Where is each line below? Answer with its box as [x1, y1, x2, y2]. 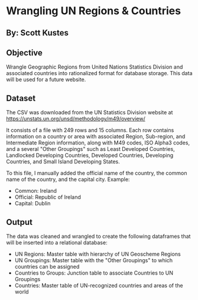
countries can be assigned [14, 263, 80, 270]
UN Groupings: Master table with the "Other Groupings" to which [14, 257, 173, 264]
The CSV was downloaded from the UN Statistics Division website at [6, 109, 173, 116]
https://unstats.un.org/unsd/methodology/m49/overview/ [6, 115, 146, 122]
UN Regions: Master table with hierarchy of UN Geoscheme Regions [14, 250, 181, 258]
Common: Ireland [14, 188, 57, 195]
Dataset [6, 93, 36, 103]
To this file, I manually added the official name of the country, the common [6, 170, 187, 177]
